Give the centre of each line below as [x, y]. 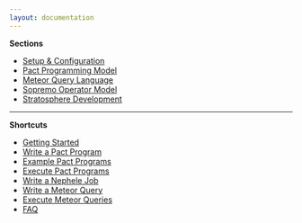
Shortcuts [28, 125]
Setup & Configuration [63, 60]
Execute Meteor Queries [67, 200]
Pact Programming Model [70, 70]
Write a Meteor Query [62, 190]
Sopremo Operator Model [70, 89]
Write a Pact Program [62, 152]
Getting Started [50, 142]
